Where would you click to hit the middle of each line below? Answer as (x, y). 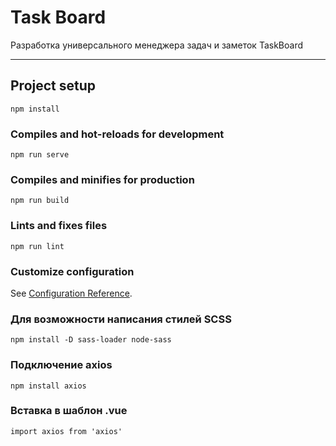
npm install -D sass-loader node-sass (91, 340)
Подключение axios (61, 365)
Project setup (53, 86)
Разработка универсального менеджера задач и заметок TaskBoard (156, 45)
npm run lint (37, 246)
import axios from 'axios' (66, 431)
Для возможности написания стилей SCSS (121, 319)
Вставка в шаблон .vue (69, 411)
